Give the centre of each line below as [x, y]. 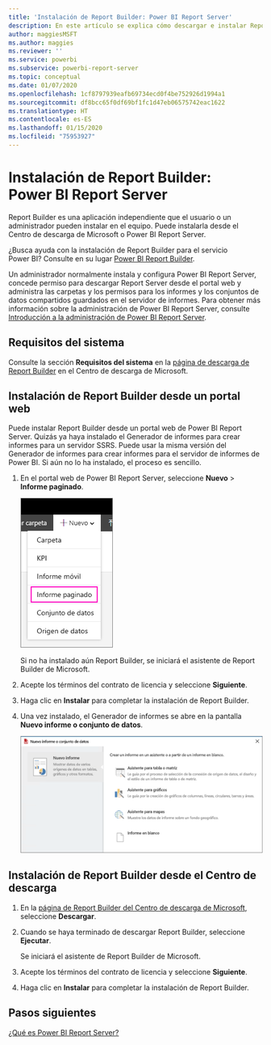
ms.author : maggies [41, 43]
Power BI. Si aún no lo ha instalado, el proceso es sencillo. [105, 463]
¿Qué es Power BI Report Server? [64, 1032]
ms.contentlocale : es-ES [50, 120]
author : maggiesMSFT [43, 34]
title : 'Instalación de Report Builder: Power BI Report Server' [120, 17]
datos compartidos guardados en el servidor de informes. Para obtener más [134, 300]
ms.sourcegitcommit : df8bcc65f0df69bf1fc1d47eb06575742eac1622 [117, 102]
